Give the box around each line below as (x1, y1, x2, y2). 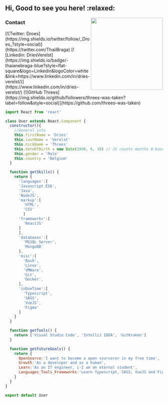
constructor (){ (9, 123, 41, 128)
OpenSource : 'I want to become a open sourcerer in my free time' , (18, 356, 160, 361)
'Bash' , (23, 258, 39, 263)
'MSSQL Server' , (23, 239, 57, 245)
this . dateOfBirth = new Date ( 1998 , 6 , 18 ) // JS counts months (14, 147, 149, 152)
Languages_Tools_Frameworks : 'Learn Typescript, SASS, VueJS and (18, 370, 155, 375)
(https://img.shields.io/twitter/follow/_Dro (5, 36, 90, 42)
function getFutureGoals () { (9, 346, 70, 351)
